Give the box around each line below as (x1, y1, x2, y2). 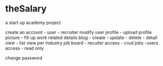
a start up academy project (5, 19, 61, 25)
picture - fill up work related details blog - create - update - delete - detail (5, 34, 157, 40)
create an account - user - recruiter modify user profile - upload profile (5, 29, 152, 35)
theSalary (5, 3, 47, 14)
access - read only (5, 45, 44, 51)
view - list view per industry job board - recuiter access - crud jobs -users (5, 39, 158, 45)
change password (5, 54, 43, 60)
